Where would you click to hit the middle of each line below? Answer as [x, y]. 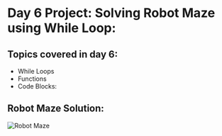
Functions [32, 79]
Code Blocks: [37, 86]
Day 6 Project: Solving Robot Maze [111, 13]
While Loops [36, 71]
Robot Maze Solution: [56, 109]
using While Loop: [62, 28]
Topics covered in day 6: [63, 54]
